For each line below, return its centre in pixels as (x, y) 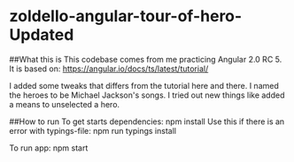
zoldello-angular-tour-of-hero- (126, 16)
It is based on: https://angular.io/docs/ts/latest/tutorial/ (109, 69)
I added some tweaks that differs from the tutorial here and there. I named (144, 85)
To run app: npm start (49, 148)
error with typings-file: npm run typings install (93, 130)
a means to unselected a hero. (65, 104)
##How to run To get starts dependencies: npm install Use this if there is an (147, 121)
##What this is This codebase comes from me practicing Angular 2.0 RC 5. (146, 59)
